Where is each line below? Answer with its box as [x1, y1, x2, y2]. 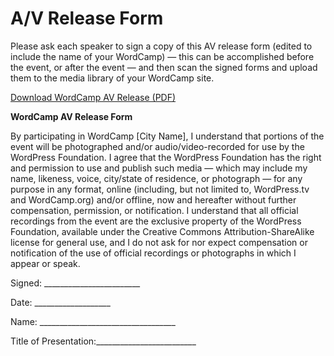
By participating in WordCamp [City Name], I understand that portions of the [10, 130, 325, 142]
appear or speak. [10, 257, 81, 269]
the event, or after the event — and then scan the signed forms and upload [10, 61, 318, 73]
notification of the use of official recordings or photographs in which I [10, 247, 297, 259]
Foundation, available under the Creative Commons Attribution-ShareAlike [10, 225, 315, 237]
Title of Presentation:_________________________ [10, 335, 197, 347]
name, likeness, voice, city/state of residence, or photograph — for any [10, 172, 303, 184]
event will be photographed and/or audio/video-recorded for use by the [10, 140, 305, 152]
